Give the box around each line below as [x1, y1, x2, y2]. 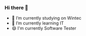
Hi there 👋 [4, 4, 29, 11]
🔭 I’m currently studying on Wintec [11, 15, 82, 21]
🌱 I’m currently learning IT [11, 20, 64, 26]
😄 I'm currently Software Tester [11, 25, 77, 31]
